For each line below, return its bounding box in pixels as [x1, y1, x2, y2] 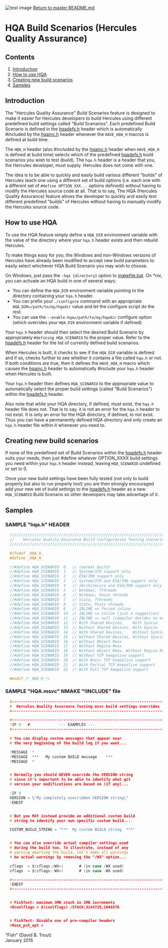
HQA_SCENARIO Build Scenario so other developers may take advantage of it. [5, 492, 159, 498]
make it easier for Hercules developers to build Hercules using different [5, 115, 152, 121]
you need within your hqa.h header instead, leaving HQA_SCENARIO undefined [5, 460, 161, 466]
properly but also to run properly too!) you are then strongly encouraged [5, 481, 154, 487]
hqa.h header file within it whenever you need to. [5, 422, 106, 428]
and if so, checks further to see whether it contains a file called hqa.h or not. [5, 355, 162, 361]
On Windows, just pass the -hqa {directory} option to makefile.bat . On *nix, [5, 272, 162, 278]
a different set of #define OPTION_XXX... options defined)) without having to [5, 182, 161, 188]
